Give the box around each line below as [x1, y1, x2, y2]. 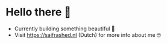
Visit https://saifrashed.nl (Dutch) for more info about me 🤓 [14, 31, 161, 38]
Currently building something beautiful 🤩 [14, 25, 115, 32]
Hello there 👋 [5, 5, 72, 19]
